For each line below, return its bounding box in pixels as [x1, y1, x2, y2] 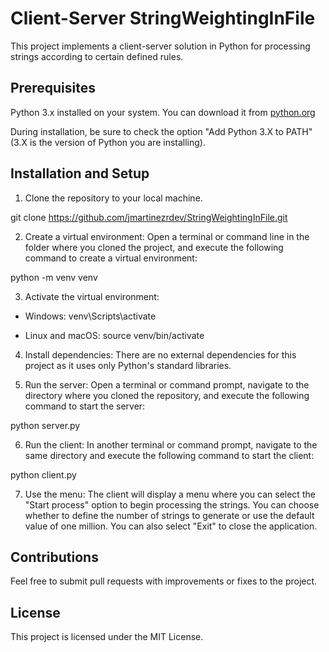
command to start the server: [24, 400, 146, 412]
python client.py [10, 468, 77, 481]
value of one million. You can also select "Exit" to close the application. [24, 520, 318, 532]
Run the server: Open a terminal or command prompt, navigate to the [24, 378, 310, 391]
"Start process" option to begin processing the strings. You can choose [24, 498, 320, 511]
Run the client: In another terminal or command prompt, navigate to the [24, 438, 318, 451]
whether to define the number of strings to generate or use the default [24, 509, 315, 521]
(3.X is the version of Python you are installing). [10, 136, 206, 148]
